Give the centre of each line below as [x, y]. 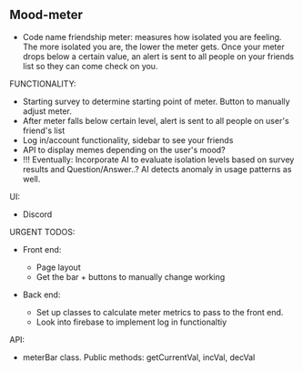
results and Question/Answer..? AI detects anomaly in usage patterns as [157, 169]
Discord [37, 214]
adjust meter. [47, 111]
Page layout [58, 267]
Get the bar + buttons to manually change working [131, 276]
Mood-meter [46, 15]
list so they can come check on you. [90, 66]
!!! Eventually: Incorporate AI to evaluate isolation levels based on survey [158, 160]
